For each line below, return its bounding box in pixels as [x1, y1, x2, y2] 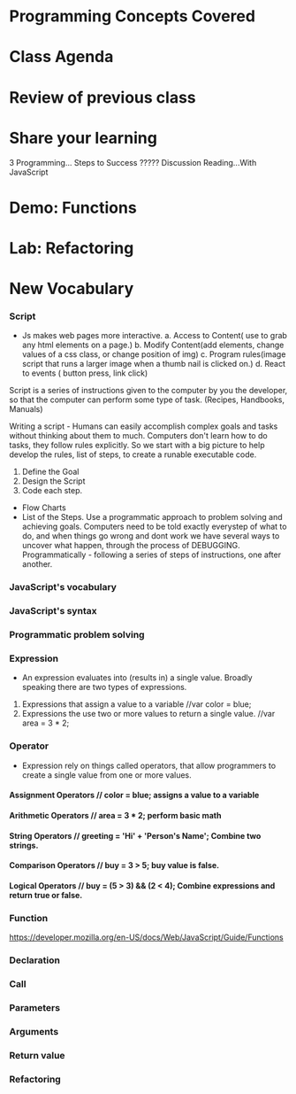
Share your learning [9, 128, 157, 148]
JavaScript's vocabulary [9, 581, 118, 594]
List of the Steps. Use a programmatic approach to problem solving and [21, 512, 283, 523]
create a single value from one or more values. [21, 769, 192, 780]
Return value [9, 1049, 65, 1061]
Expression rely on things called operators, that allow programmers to [21, 760, 277, 771]
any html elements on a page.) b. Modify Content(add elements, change [21, 339, 285, 351]
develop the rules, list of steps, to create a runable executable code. [9, 449, 257, 460]
